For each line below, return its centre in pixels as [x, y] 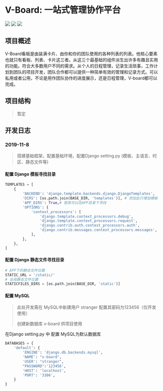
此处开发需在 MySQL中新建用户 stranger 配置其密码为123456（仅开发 [87, 307]
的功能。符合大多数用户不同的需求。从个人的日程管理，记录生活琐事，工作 [79, 66]
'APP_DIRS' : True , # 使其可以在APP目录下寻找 [65, 203]
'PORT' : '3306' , [39, 375]
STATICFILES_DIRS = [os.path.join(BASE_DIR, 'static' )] [63, 284]
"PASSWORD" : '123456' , [44, 366]
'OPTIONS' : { [36, 207]
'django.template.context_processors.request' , [89, 221]
